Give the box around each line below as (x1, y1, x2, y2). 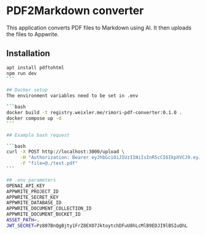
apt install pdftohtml (6, 64, 64, 71)
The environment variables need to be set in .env (6, 93, 139, 99)
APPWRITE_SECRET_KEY (6, 194, 59, 200)
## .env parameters (6, 177, 56, 183)
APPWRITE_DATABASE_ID (6, 200, 62, 206)
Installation (6, 48, 50, 59)
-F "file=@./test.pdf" (20, 160, 78, 166)
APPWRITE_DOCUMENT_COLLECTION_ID (6, 206, 92, 212)
